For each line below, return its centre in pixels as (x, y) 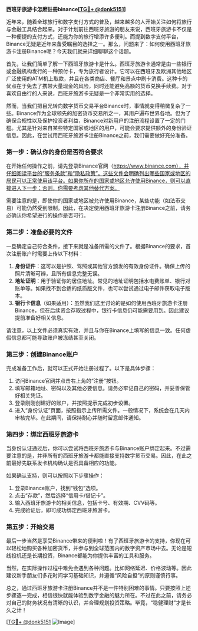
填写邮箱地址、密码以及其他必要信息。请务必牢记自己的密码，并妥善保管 (102, 388)
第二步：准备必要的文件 (39, 232)
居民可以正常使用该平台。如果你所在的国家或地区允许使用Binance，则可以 (96, 181)
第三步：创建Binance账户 (42, 354)
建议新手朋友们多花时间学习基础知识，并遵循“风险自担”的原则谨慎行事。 (94, 576)
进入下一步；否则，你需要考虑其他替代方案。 (65, 188)
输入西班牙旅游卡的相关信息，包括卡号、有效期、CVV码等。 (87, 503)
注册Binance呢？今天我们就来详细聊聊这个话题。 (75, 51)
